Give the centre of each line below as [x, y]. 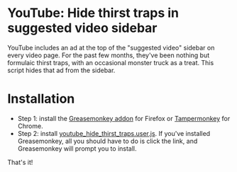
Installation [41, 99]
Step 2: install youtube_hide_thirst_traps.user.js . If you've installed [114, 133]
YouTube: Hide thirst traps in [93, 13]
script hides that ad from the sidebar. [61, 70]
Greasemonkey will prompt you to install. [77, 148]
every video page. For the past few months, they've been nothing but [109, 55]
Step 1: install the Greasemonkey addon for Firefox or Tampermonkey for [124, 118]
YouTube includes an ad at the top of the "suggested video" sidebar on [111, 47]
